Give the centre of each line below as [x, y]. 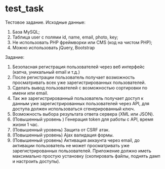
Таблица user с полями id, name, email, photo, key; [65, 37]
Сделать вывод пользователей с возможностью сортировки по [80, 87]
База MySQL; [26, 32]
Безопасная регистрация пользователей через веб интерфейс [78, 67]
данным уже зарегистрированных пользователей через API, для [81, 103]
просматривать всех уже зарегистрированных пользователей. [79, 83]
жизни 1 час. [25, 125]
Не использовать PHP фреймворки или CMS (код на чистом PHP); [82, 42]
